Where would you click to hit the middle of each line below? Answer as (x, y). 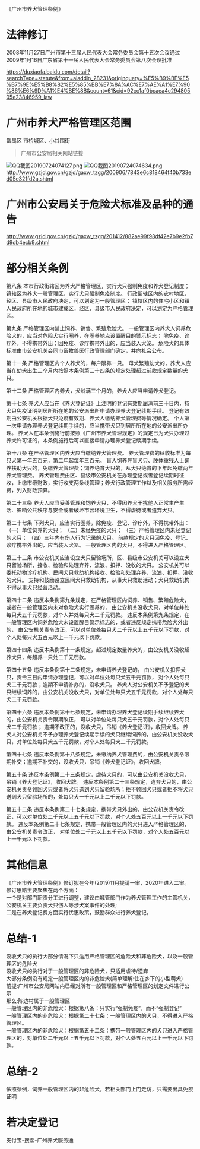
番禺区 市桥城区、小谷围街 (38, 140)
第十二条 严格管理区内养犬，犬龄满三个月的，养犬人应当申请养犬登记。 (93, 390)
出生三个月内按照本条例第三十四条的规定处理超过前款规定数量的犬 (107, 371)
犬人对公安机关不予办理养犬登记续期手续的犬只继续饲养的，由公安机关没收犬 (100, 734)
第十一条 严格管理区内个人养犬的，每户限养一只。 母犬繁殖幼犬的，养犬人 (96, 363)
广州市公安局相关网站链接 (52, 153)
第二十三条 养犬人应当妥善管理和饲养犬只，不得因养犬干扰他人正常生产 (93, 502)
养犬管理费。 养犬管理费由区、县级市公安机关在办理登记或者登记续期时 (93, 475)
